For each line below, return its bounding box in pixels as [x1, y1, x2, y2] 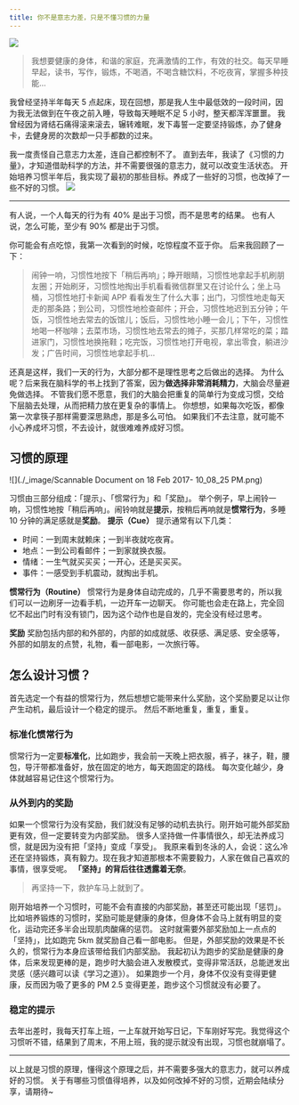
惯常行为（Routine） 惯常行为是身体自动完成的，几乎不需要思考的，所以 [9, 587, 275, 597]
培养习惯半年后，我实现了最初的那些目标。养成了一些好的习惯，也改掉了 [16, 171, 282, 182]
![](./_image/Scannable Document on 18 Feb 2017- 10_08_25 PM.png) [9, 475, 263, 485]
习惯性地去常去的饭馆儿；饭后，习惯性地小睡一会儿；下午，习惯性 [46, 313, 289, 325]
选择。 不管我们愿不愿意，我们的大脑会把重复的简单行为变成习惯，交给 [24, 388, 285, 399]
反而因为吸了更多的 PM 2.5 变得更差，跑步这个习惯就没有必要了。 [24, 979, 266, 989]
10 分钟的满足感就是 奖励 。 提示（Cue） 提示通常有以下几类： [9, 516, 234, 526]
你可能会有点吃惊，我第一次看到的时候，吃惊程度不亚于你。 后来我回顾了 [9, 240, 277, 250]
